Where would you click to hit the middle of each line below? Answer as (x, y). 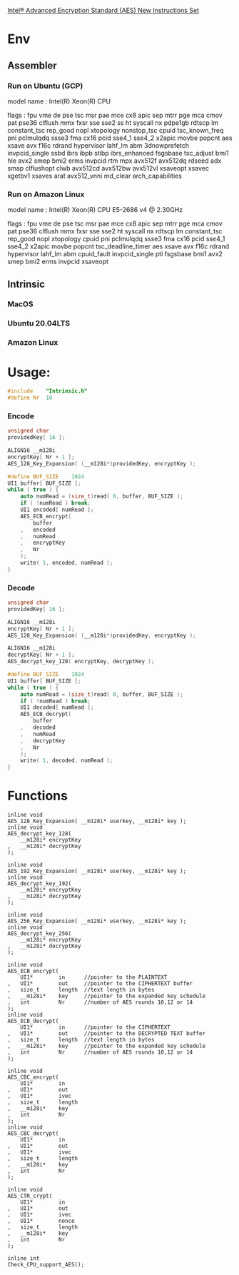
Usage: (29, 372)
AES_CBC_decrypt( (33, 1134)
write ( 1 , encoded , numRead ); (67, 563)
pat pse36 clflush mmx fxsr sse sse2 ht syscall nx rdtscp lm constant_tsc (115, 231)
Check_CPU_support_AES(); (46, 1265)
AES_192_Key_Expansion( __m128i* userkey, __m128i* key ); (97, 871)
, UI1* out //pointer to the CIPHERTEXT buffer (100, 984)
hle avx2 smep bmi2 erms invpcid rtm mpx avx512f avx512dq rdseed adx (115, 161)
